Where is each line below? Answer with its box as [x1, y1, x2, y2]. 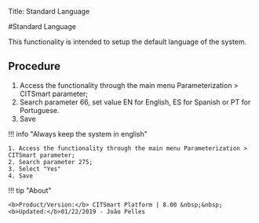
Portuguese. [19, 105, 60, 115]
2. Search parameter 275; [8, 158, 93, 166]
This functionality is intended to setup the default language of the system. [8, 37, 247, 46]
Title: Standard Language [8, 7, 90, 16]
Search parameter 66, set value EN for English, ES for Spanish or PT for [19, 97, 251, 107]
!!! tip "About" [8, 185, 52, 195]
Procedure [8, 60, 61, 73]
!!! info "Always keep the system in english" [8, 129, 148, 138]
